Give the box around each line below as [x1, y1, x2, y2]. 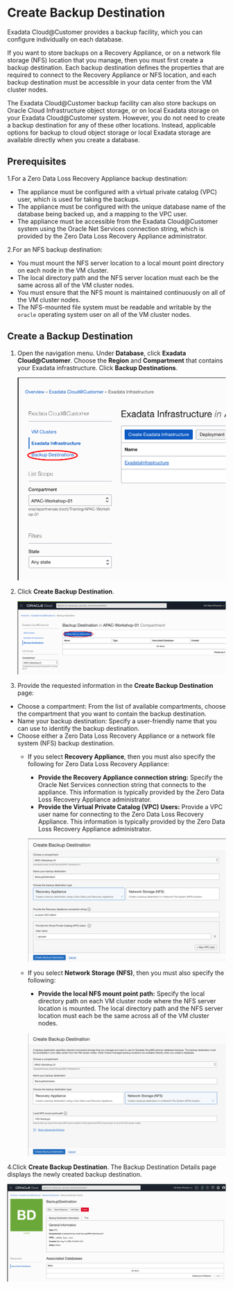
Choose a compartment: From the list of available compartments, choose [17, 702, 227, 710]
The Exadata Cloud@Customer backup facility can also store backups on [7, 98, 216, 107]
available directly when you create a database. [7, 135, 140, 144]
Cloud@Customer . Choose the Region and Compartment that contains [17, 356, 223, 365]
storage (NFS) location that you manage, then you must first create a [7, 55, 203, 64]
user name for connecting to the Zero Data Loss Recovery [37, 810, 204, 818]
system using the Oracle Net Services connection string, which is [17, 224, 205, 233]
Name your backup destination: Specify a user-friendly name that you [17, 716, 217, 725]
